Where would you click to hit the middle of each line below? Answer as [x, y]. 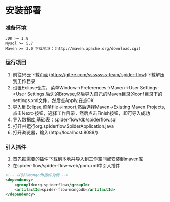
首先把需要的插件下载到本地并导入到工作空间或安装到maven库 [78, 159]
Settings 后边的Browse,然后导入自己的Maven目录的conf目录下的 [95, 94]
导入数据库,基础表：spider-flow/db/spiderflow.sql [65, 119]
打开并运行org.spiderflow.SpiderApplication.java [63, 126]
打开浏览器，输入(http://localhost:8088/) [55, 132]
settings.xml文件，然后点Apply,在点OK [53, 100]
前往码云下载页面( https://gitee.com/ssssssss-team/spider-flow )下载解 [86, 74]
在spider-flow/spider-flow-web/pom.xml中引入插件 [66, 166]
